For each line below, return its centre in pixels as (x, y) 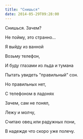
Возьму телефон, (22, 56)
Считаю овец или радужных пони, (40, 122)
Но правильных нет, (26, 84)
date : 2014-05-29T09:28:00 (32, 14)
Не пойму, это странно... (31, 37)
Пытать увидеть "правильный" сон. (42, 75)
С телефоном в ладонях (30, 93)
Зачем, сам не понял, (27, 103)
